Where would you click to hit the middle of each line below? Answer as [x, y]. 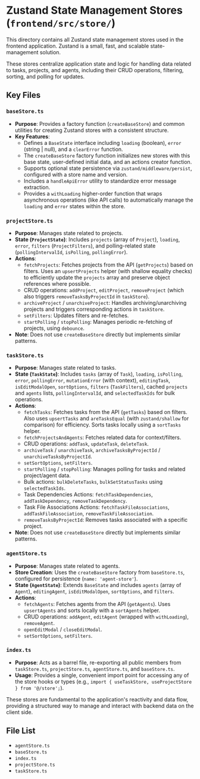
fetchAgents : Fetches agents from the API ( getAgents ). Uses [97, 604]
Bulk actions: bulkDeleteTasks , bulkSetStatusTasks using [93, 482]
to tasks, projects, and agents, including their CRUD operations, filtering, [95, 70]
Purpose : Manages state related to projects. [69, 233]
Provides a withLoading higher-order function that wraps [93, 193]
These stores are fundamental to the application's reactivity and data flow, [97, 699]
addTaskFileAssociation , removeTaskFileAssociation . [89, 514]
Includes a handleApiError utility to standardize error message [100, 181]
